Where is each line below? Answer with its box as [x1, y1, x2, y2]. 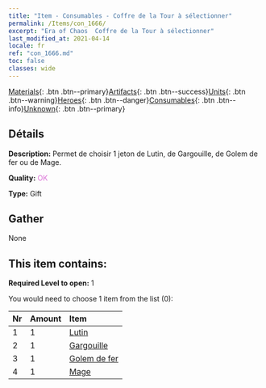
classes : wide [8, 65, 56, 73]
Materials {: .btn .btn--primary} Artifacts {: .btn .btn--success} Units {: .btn [8, 86, 246, 96]
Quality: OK [8, 173, 48, 183]
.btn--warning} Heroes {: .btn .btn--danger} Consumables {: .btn [8, 95, 215, 105]
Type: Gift [8, 188, 42, 198]
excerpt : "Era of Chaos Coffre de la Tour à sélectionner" [8, 27, 215, 35]
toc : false [8, 57, 45, 65]
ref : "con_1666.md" [8, 49, 74, 57]
